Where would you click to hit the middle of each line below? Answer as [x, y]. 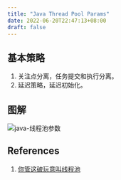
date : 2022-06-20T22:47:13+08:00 [57, 21]
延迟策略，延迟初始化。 [52, 85]
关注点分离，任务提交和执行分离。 [68, 76]
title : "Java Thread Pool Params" [59, 14]
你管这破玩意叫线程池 [49, 169]
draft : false [27, 27]
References [33, 151]
